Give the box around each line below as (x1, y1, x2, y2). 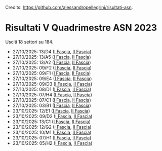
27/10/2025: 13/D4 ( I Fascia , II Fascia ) (12, 48, 92, 55)
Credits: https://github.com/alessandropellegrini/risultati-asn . (5, 5, 133, 10)
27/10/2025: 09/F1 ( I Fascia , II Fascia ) (12, 70, 91, 76)
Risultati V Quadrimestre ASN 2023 (5, 22, 157, 33)
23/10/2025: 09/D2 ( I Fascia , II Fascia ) (12, 113, 93, 119)
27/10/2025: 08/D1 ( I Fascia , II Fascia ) (12, 86, 92, 92)
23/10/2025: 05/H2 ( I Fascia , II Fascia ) (12, 140, 93, 146)
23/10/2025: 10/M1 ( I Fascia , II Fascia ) (12, 129, 92, 135)
